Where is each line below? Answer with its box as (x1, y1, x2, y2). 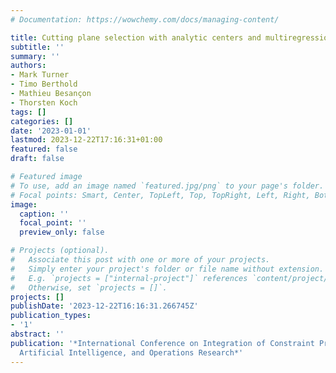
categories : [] (10, 116, 74, 126)
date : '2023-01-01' (10, 126, 92, 136)
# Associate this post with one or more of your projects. (10, 255, 271, 265)
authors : (10, 61, 47, 71)
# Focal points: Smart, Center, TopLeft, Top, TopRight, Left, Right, (10, 190, 311, 200)
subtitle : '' (10, 42, 65, 52)
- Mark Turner (10, 70, 70, 80)
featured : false (10, 144, 78, 155)
